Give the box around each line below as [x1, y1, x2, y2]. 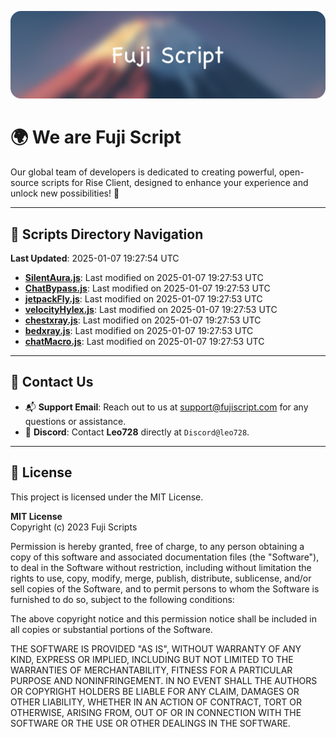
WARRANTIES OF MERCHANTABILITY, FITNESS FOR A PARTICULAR [10, 664, 293, 676]
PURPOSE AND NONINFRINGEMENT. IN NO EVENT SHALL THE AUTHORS [10, 674, 318, 686]
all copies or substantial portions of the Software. [10, 623, 213, 635]
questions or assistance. [24, 415, 127, 427]
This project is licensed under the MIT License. [10, 491, 204, 503]
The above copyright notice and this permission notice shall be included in [10, 612, 317, 625]
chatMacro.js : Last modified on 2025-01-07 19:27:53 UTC [24, 336, 265, 348]
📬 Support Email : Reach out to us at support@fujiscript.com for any [24, 401, 309, 413]
